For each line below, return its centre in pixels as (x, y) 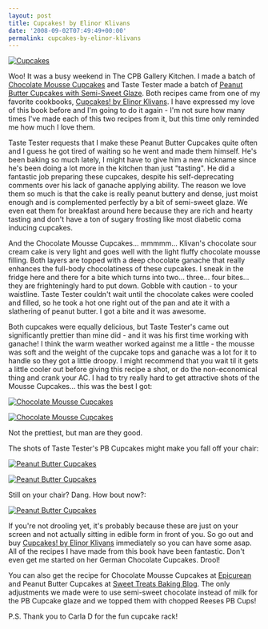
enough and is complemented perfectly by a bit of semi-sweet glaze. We (128, 202)
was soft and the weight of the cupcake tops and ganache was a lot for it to (133, 352)
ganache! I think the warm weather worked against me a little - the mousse (132, 344)
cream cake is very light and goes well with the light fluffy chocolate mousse (134, 252)
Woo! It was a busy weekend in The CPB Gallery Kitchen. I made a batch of (132, 76)
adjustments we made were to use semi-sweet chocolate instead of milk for (133, 592)
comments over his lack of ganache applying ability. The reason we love (127, 186)
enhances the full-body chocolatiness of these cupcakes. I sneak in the (126, 269)
